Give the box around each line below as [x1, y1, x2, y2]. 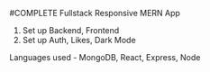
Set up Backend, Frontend [22, 25, 120, 35]
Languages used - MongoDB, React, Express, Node [9, 52, 201, 62]
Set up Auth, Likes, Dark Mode [22, 35, 137, 45]
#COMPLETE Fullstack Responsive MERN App [9, 8, 180, 18]
